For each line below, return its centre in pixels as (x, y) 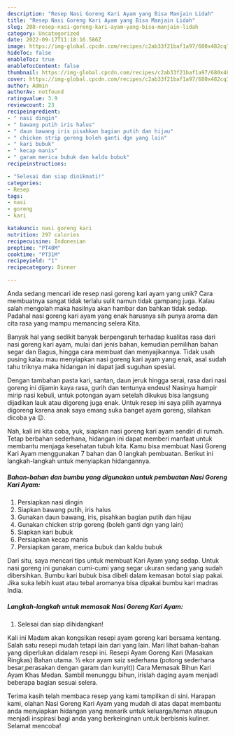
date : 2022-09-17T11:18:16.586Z (54, 40)
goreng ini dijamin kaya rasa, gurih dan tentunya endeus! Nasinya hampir (112, 388)
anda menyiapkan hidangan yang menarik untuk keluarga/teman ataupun (113, 711)
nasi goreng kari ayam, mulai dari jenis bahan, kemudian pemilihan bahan (113, 344)
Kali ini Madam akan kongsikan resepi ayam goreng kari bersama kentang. (114, 637)
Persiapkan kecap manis (53, 539)
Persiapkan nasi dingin (50, 502)
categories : (24, 183)
